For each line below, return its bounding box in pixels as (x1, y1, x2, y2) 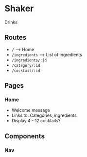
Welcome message (11, 107, 51, 113)
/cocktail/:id (11, 68, 40, 73)
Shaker (4, 3, 34, 14)
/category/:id (11, 63, 40, 68)
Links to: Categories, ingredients (11, 112, 77, 118)
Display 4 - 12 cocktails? (11, 118, 61, 124)
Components (4, 132, 45, 140)
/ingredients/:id (11, 57, 47, 63)
